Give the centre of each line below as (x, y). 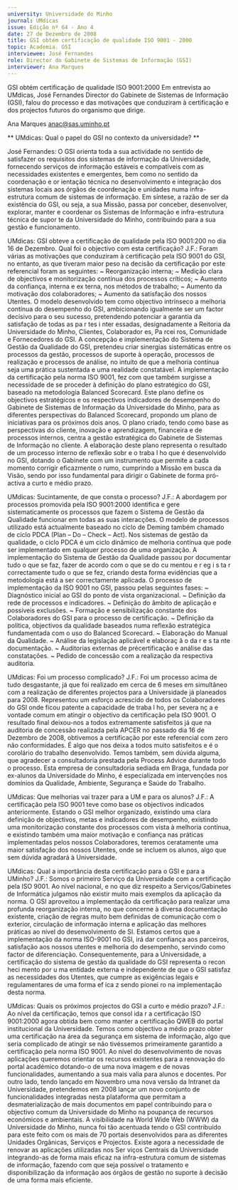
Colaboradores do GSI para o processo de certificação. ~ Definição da (111, 617)
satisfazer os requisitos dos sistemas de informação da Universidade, (109, 159)
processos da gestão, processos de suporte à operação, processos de (111, 354)
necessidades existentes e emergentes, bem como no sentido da (103, 174)
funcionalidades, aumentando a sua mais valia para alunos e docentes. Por (117, 1074)
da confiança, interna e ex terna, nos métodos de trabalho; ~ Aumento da (115, 286)
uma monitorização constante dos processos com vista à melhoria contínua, (119, 827)
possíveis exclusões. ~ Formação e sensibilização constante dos (102, 610)
